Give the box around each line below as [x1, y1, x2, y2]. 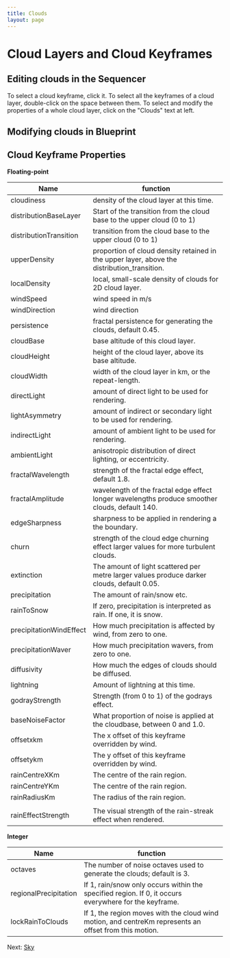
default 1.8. [92, 474, 130, 484]
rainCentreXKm [10, 770, 60, 780]
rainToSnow [10, 605, 49, 615]
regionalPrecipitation [10, 888, 77, 898]
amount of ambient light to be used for [92, 426, 216, 436]
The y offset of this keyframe [92, 750, 186, 760]
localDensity [10, 279, 51, 288]
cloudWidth [10, 371, 48, 381]
